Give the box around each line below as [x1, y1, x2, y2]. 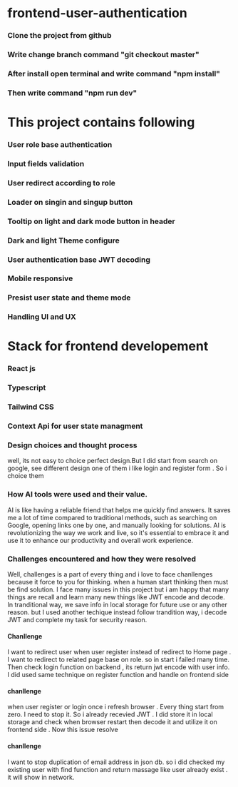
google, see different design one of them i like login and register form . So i [7, 464, 227, 472]
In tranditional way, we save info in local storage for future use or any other [7, 601, 228, 609]
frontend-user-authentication [7, 5, 187, 21]
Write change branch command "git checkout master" [7, 50, 200, 60]
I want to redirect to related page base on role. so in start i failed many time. [7, 655, 229, 664]
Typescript [7, 383, 46, 393]
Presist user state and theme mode [7, 293, 131, 303]
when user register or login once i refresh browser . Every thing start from [7, 703, 224, 711]
